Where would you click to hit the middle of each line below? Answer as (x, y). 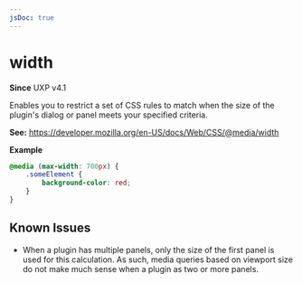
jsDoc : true (32, 18)
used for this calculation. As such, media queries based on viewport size (158, 259)
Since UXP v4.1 (38, 88)
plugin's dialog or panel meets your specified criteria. (109, 115)
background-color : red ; (86, 183)
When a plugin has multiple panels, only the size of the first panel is (148, 250)
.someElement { (54, 175)
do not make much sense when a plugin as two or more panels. (141, 269)
